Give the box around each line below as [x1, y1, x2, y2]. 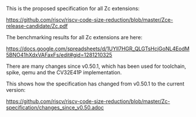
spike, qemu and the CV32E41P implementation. [6, 69, 122, 75]
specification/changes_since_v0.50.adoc [6, 104, 104, 111]
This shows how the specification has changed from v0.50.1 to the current [6, 80, 184, 87]
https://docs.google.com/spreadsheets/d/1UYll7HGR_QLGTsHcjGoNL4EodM [6, 45, 190, 52]
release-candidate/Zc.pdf [6, 23, 68, 29]
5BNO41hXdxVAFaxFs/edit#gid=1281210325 [6, 51, 112, 58]
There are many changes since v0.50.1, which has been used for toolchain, [6, 63, 186, 70]
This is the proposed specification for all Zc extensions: [6, 5, 140, 12]
